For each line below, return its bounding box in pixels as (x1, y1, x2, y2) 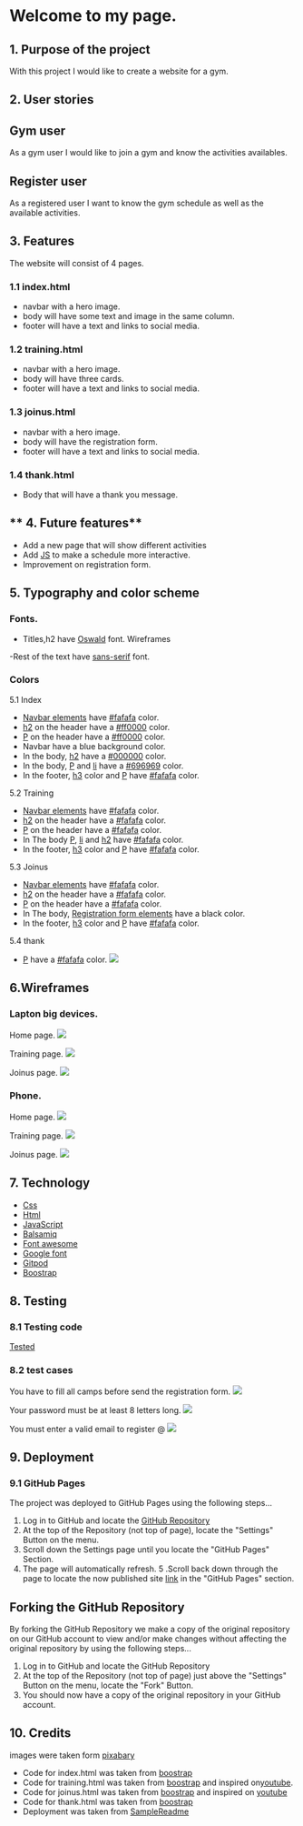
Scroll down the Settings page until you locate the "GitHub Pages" (22, 1544, 270, 1555)
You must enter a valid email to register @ (9, 1423, 166, 1434)
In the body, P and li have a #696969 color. (22, 760, 184, 771)
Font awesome (22, 1238, 79, 1249)
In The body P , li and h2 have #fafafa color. (22, 834, 184, 845)
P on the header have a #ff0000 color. (22, 731, 166, 742)
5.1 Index (9, 694, 43, 705)
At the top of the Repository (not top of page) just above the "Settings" (22, 1670, 288, 1681)
